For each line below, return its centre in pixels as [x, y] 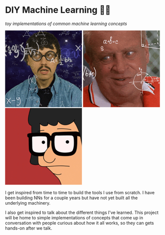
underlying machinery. [28, 203]
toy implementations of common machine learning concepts [66, 24]
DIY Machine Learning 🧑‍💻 [58, 10]
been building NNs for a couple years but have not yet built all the [71, 198]
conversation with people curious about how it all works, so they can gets [80, 223]
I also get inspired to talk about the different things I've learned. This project [82, 212]
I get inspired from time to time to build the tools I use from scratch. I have [80, 192]
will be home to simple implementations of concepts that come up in [74, 217]
